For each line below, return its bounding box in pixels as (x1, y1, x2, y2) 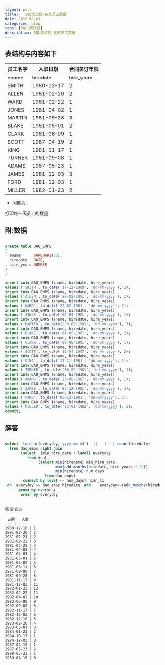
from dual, (27, 455, 50, 460)
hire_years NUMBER (9, 262, 48, 267)
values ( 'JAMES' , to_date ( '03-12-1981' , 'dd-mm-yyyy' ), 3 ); (5, 386, 131, 391)
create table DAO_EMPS (5, 244, 52, 249)
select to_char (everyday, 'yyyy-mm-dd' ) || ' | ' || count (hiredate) (5, 441, 151, 446)
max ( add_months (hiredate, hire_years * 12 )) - (55, 465, 153, 469)
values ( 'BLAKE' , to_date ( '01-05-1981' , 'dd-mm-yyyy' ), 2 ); (5, 331, 131, 336)
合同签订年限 (69, 65, 99, 72)
